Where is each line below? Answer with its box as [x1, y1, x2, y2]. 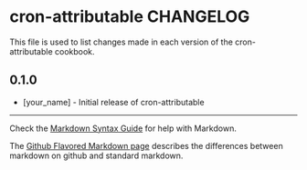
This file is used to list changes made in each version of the [9, 36, 233, 47]
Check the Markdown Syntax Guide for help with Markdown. [9, 123, 238, 134]
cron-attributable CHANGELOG [9, 6, 250, 27]
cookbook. [54, 45, 95, 56]
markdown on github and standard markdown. [9, 150, 184, 161]
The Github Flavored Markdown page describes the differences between [9, 140, 283, 151]
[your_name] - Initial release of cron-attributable [22, 96, 205, 107]
